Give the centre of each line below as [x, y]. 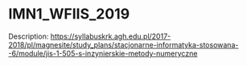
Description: [29, 36]
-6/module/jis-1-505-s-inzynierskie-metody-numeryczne [103, 53]
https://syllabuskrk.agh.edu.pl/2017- [111, 36]
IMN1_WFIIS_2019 [69, 14]
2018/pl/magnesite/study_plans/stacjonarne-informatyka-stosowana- [123, 44]
